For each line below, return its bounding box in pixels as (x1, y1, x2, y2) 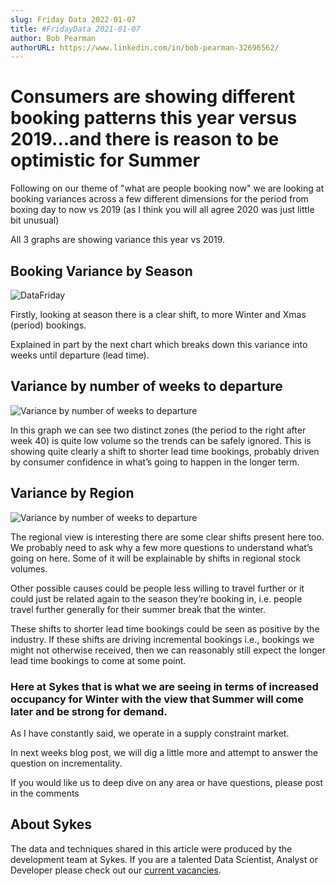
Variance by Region (10, 485, 135, 502)
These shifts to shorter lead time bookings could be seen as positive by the (10, 622, 320, 635)
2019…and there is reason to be (10, 128, 280, 151)
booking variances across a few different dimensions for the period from (10, 193, 309, 205)
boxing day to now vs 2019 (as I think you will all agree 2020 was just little (10, 204, 315, 216)
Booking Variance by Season (10, 262, 193, 280)
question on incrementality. (10, 757, 123, 769)
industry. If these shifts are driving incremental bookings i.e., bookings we (10, 633, 315, 645)
